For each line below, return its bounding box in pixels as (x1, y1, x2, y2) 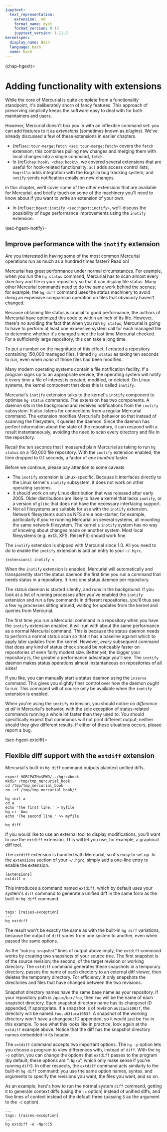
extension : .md (14, 17, 46, 22)
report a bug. (5, 727, 32, 733)
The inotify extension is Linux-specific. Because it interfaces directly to (12, 474, 162, 480)
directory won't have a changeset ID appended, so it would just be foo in (5, 1016, 155, 1022)
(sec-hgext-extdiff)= (5, 737, 47, 743)
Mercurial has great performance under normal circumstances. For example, (5, 268, 163, 274)
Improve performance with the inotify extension (5, 240, 160, 248)
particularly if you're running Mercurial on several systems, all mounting (12, 516, 161, 523)
